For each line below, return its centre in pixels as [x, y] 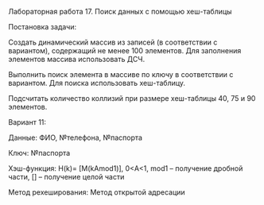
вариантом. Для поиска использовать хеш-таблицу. [97, 83]
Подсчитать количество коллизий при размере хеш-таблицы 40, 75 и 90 [132, 98]
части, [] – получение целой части [66, 177]
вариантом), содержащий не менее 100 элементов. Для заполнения [125, 50]
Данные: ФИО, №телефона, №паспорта [76, 137]
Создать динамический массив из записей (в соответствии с [113, 42]
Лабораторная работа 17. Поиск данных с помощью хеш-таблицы [120, 12]
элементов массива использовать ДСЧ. [77, 59]
